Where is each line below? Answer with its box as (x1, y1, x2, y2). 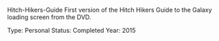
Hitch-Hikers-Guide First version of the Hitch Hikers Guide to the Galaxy (7, 6, 212, 14)
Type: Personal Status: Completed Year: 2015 (7, 27, 136, 34)
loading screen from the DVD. (7, 13, 92, 21)
